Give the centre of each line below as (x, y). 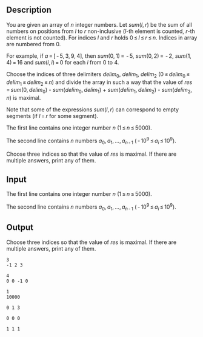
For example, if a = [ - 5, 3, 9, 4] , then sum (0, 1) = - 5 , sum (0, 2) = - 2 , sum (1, (99, 56)
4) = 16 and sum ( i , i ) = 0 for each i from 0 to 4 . (63, 62)
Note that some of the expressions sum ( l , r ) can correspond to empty (93, 109)
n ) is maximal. (24, 98)
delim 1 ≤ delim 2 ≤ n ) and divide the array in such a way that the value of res (99, 83)
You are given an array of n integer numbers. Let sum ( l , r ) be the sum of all (99, 24)
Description (29, 10)
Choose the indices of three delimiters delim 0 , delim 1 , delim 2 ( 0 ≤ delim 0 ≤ (98, 75)
